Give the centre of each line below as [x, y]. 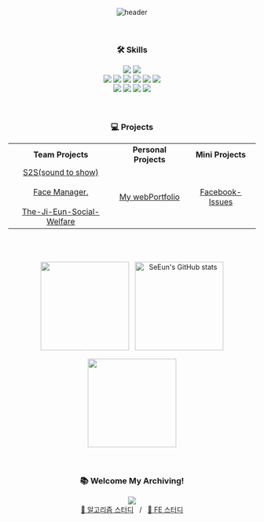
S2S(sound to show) [61, 172]
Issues [221, 202]
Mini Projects [220, 154]
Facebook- [221, 191]
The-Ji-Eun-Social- [61, 211]
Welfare [61, 221]
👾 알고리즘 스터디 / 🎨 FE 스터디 [132, 509]
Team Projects [61, 154]
